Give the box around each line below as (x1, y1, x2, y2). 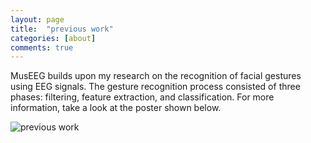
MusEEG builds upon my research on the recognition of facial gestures (10, 70, 302, 82)
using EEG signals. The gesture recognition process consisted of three (10, 81, 301, 93)
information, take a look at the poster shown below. (10, 102, 222, 114)
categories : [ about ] (10, 33, 97, 43)
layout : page (10, 14, 65, 25)
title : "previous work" (10, 24, 114, 34)
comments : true (10, 42, 74, 53)
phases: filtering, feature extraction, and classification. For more (10, 91, 275, 103)
